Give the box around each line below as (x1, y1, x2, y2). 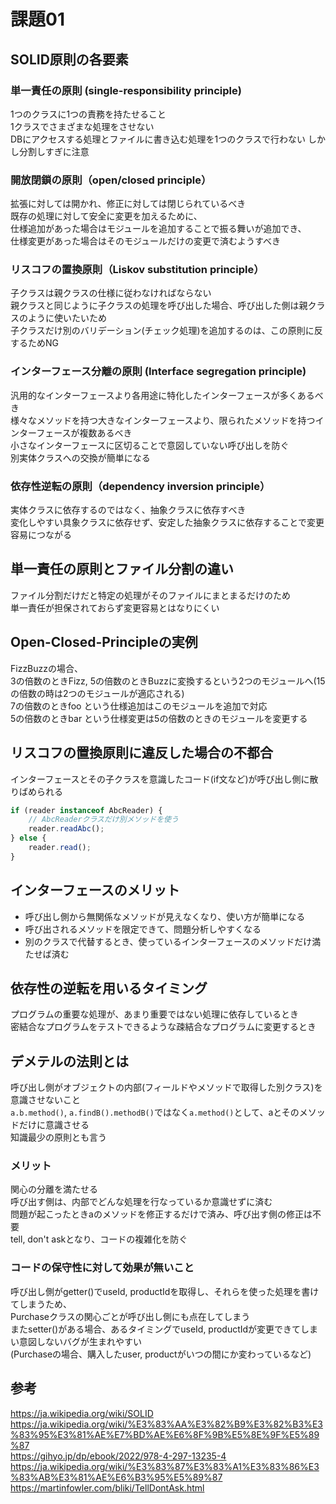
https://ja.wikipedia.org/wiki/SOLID (10, 1407, 154, 1419)
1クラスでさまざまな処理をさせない (10, 120, 155, 132)
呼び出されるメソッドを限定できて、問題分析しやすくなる (24, 923, 262, 935)
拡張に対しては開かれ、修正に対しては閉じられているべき (10, 198, 247, 210)
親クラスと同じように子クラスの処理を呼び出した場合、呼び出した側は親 (10, 300, 308, 312)
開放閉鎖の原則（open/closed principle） (10, 173, 212, 187)
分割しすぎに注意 (18, 145, 90, 157)
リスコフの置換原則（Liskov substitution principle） (10, 263, 265, 277)
